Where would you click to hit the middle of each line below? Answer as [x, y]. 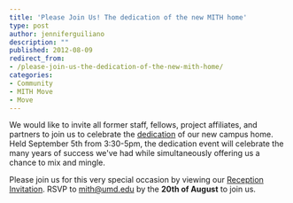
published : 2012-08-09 [51, 51]
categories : [31, 75]
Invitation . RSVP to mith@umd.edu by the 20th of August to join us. [133, 189]
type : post [29, 26]
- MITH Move [31, 91]
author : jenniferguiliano [57, 34]
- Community [31, 83]
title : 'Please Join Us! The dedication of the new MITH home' [128, 17]
